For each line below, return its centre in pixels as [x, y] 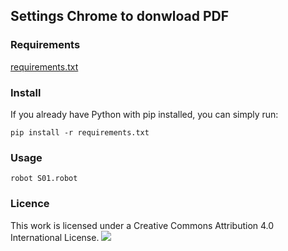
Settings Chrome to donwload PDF [120, 16]
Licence [30, 204]
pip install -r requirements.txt [80, 132]
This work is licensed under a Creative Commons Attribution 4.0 [142, 225]
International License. [55, 237]
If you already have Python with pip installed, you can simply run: [144, 114]
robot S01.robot [44, 179]
